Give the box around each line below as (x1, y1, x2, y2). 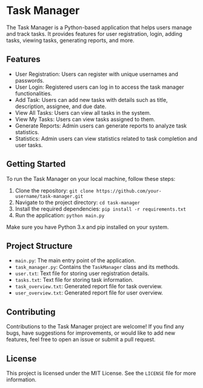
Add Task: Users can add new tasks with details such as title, (15, 96, 168, 103)
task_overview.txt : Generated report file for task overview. (15, 283, 162, 290)
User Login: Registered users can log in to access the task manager (15, 83, 184, 90)
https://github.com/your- (96, 188, 162, 194)
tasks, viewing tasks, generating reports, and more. (6, 36, 135, 44)
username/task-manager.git (15, 193, 84, 199)
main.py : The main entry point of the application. (15, 257, 136, 264)
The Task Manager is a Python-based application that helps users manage (6, 24, 192, 31)
